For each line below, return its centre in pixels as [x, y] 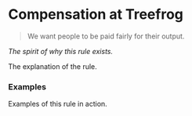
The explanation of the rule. [53, 66]
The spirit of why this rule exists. [61, 51]
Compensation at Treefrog [96, 14]
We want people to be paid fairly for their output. [106, 36]
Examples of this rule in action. [58, 104]
